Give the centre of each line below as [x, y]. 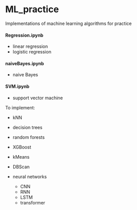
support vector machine [38, 98]
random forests [28, 137]
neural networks [30, 176]
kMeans [21, 157]
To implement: [20, 107]
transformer [33, 202]
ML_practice [32, 9]
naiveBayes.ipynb [25, 63]
